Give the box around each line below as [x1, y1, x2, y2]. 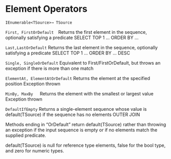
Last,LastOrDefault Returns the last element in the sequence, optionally [5, 44, 158, 50]
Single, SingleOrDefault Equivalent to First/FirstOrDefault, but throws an [5, 59, 161, 66]
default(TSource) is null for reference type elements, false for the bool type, [5, 142, 166, 148]
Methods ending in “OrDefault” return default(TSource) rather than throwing [5, 121, 166, 127]
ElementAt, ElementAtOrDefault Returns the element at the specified [5, 75, 150, 81]
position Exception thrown [5, 81, 61, 87]
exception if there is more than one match [5, 65, 94, 71]
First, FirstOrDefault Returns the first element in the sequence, [5, 29, 147, 35]
